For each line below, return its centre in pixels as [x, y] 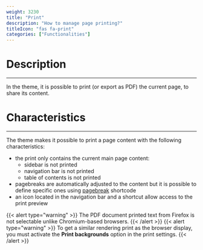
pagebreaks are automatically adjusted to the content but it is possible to [106, 184]
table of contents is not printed [62, 177]
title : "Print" [25, 18]
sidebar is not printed [50, 165]
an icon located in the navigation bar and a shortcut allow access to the [104, 197]
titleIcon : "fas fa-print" [40, 29]
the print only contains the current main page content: [82, 158]
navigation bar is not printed [59, 171]
